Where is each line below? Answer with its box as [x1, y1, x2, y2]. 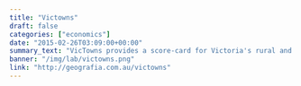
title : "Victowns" [9, 13, 78, 22]
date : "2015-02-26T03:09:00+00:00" [9, 38, 143, 47]
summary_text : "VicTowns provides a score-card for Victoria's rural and [9, 47, 293, 56]
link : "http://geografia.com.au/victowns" [9, 64, 171, 73]
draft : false [9, 21, 59, 30]
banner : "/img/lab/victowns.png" [9, 55, 135, 64]
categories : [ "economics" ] [9, 30, 111, 39]
